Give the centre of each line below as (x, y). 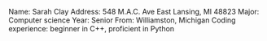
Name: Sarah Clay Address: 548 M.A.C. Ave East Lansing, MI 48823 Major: (134, 12)
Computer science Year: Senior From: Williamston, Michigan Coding (122, 20)
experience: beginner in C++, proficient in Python (92, 29)
